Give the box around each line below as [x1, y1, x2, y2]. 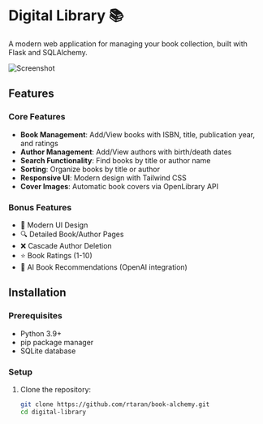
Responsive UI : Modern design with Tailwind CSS [19, 172, 187, 183]
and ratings [19, 138, 58, 148]
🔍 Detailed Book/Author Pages [19, 229, 124, 239]
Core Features [8, 111, 66, 123]
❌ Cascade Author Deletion [19, 240, 112, 250]
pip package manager [19, 337, 94, 347]
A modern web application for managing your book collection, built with [8, 38, 248, 49]
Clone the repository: [19, 384, 92, 394]
